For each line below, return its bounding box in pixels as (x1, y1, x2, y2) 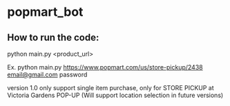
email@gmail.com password (7, 70, 88, 78)
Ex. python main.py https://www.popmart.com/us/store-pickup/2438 (7, 63, 203, 71)
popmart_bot (7, 4, 84, 20)
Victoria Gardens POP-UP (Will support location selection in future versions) (7, 91, 224, 99)
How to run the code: (7, 32, 99, 43)
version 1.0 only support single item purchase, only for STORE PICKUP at (7, 84, 214, 92)
